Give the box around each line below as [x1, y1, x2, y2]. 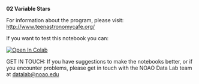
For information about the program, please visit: [6, 17, 124, 23]
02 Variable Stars [6, 5, 51, 12]
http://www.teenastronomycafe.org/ [6, 23, 95, 30]
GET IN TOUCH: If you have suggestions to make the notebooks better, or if [6, 58, 193, 65]
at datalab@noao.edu [6, 71, 59, 77]
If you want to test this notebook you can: [6, 35, 109, 41]
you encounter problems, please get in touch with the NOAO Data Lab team [6, 64, 192, 71]
